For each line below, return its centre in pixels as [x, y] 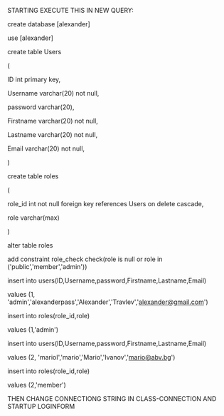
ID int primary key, [34, 79]
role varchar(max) [34, 218]
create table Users [34, 52]
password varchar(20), [41, 107]
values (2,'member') [37, 385]
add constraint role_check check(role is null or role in [85, 259]
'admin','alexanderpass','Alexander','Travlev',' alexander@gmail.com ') [108, 302]
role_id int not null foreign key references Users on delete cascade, [106, 204]
